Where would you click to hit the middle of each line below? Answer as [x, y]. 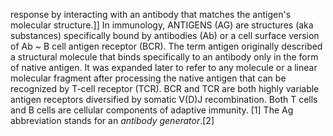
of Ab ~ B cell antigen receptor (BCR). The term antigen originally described [166, 46]
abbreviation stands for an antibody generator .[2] [112, 120]
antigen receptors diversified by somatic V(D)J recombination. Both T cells [164, 99]
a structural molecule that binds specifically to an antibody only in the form [164, 57]
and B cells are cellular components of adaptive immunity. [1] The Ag [152, 110]
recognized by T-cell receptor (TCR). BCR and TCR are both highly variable [165, 88]
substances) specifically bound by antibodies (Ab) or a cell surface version [165, 35]
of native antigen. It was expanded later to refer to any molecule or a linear [164, 67]
